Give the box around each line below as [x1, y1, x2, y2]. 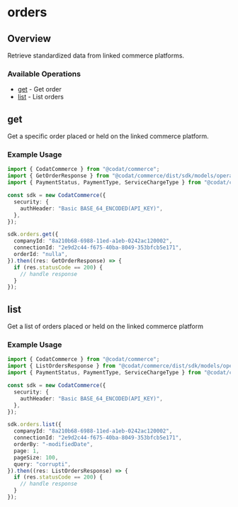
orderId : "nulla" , [13, 251, 69, 258]
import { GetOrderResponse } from [7, 172, 110, 179]
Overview [7, 33, 52, 45]
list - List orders [17, 93, 64, 101]
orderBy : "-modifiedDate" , [13, 441, 93, 448]
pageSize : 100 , [13, 454, 59, 461]
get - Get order [17, 85, 62, 94]
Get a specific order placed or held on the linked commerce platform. [7, 132, 209, 140]
